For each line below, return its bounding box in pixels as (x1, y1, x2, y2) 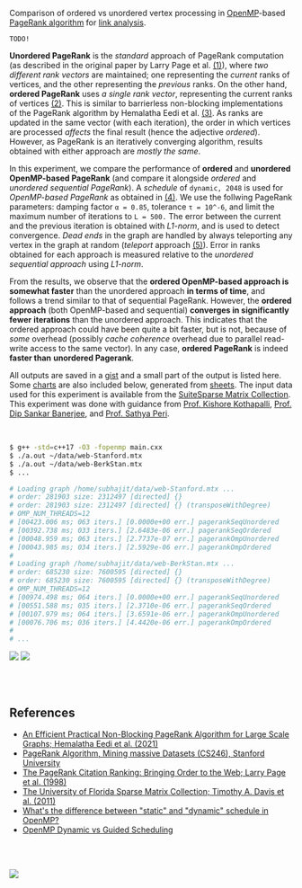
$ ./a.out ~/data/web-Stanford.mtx (9, 451, 143, 460)
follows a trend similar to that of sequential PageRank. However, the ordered (9, 296, 292, 306)
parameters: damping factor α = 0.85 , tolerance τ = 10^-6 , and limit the (9, 201, 275, 212)
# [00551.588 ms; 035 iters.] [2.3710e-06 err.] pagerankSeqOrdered (9, 601, 271, 610)
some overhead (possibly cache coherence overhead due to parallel (9, 333, 262, 344)
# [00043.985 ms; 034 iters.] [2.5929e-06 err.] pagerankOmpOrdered (9, 543, 271, 552)
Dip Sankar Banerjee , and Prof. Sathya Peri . (9, 408, 170, 419)
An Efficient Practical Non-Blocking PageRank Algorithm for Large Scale (22, 728, 289, 740)
